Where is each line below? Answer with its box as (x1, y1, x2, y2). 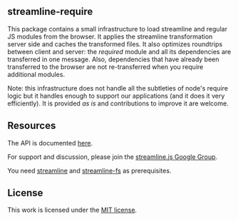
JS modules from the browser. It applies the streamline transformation (7, 32, 213, 41)
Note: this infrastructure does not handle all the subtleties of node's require (7, 83, 228, 92)
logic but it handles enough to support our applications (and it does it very (7, 91, 225, 100)
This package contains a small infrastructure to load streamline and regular (7, 24, 228, 33)
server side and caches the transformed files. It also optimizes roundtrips (7, 39, 223, 48)
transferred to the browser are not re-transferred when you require (7, 62, 204, 71)
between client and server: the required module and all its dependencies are (7, 47, 232, 56)
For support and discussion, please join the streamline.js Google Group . (7, 153, 218, 161)
